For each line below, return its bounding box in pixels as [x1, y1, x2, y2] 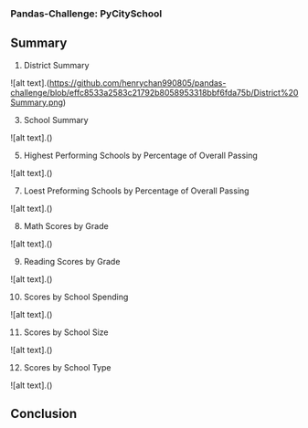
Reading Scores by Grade [23, 256, 121, 266]
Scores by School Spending [23, 291, 129, 302]
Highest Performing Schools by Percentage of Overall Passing [23, 150, 259, 161]
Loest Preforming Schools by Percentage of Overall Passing [23, 185, 250, 196]
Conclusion [10, 406, 78, 422]
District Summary [23, 59, 90, 70]
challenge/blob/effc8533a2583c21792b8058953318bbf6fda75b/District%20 [10, 87, 299, 98]
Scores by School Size [23, 327, 109, 338]
